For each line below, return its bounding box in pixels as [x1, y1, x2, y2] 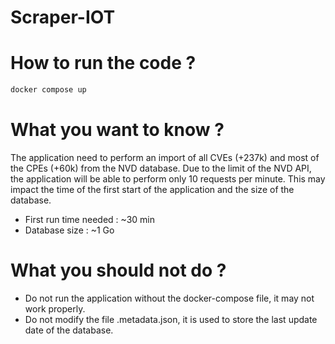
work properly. [24, 302, 86, 315]
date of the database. [24, 324, 114, 336]
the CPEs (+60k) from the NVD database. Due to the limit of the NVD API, [10, 162, 312, 174]
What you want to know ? [10, 119, 225, 141]
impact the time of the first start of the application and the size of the [10, 183, 295, 195]
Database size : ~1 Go [24, 224, 115, 236]
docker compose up [10, 85, 87, 95]
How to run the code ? [10, 52, 197, 75]
